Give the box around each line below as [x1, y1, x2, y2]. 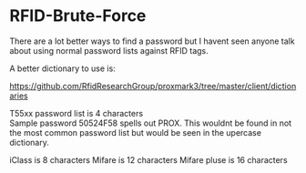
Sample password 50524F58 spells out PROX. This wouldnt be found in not [9, 117, 292, 128]
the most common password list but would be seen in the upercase [9, 127, 262, 137]
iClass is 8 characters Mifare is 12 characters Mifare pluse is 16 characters [9, 154, 289, 165]
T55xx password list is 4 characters [9, 107, 144, 118]
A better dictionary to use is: [9, 63, 116, 74]
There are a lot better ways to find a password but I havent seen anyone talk [9, 36, 295, 46]
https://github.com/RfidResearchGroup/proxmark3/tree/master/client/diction [9, 80, 297, 91]
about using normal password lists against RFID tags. [9, 45, 209, 56]
